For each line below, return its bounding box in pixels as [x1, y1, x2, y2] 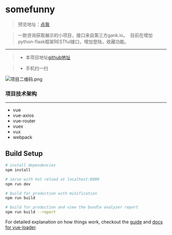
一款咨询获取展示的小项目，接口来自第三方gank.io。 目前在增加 [17, 32, 153, 38]
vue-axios [12, 112, 34, 119]
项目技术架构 [5, 90, 37, 97]
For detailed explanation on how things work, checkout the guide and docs [5, 219, 163, 225]
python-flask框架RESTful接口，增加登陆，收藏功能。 [17, 38, 129, 45]
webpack [12, 134, 32, 141]
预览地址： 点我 [17, 21, 50, 27]
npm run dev [5, 181, 31, 187]
